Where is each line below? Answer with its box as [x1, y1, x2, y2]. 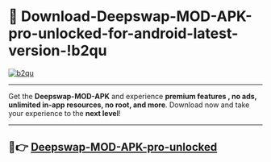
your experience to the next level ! [8, 108, 121, 118]
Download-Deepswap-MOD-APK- [21, 7, 252, 26]
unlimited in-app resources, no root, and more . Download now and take [8, 100, 250, 110]
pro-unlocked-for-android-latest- [8, 24, 239, 43]
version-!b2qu [8, 42, 107, 60]
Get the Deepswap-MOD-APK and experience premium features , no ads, [8, 91, 257, 101]
